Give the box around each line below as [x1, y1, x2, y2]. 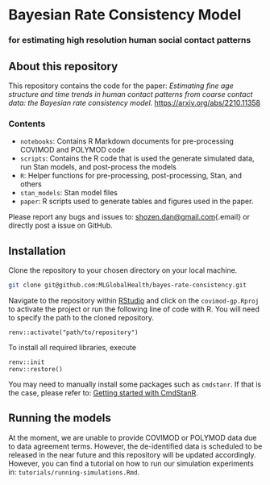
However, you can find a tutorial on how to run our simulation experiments [8, 458, 254, 468]
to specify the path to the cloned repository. [8, 312, 155, 322]
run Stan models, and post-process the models [19, 162, 177, 172]
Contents [8, 118, 46, 129]
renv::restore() [8, 365, 63, 373]
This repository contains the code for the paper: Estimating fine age [8, 81, 234, 90]
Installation [8, 244, 66, 257]
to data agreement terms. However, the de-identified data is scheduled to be [8, 441, 263, 451]
